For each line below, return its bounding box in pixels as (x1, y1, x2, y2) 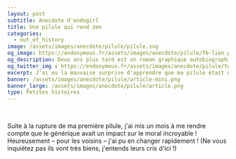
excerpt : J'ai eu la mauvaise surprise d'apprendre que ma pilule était (7, 69, 225, 76)
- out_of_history (13, 37, 65, 44)
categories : (7, 30, 42, 37)
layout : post (7, 10, 46, 18)
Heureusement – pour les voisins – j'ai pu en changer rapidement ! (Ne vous (7, 136, 227, 145)
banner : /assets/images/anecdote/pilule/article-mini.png (7, 75, 181, 83)
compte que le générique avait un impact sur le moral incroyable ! (7, 129, 197, 138)
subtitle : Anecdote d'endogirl (7, 17, 99, 24)
